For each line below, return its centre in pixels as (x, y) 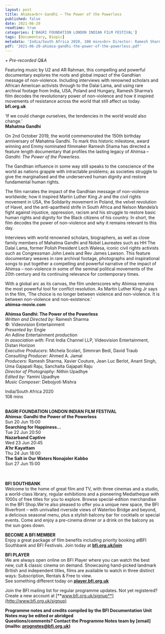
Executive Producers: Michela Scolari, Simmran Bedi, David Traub (71, 350)
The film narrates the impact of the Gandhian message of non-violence (77, 191)
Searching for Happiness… (33, 427)
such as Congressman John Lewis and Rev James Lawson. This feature (78, 253)
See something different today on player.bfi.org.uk (57, 581)
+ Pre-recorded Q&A (26, 60)
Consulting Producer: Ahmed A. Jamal (44, 356)
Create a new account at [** (34, 596)
